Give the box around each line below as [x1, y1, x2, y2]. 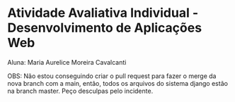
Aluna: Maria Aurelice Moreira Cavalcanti [7, 58, 127, 66]
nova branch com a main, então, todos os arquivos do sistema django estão [7, 79, 229, 87]
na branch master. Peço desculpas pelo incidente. [7, 87, 154, 95]
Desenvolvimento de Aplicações [7, 20, 202, 36]
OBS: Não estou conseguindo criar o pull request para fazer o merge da [7, 72, 217, 80]
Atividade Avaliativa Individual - [7, 5, 199, 21]
